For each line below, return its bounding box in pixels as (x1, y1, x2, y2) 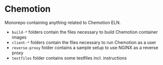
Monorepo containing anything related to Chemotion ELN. (4, 20, 121, 25)
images (11, 34, 27, 40)
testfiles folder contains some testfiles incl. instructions (11, 55, 127, 61)
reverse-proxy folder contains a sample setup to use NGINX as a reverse (11, 44, 159, 50)
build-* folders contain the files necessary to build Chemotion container (11, 29, 158, 35)
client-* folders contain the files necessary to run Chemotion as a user (11, 39, 157, 45)
